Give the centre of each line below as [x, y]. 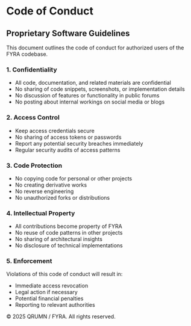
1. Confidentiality [32, 69]
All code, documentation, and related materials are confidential [93, 83]
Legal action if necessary [46, 292]
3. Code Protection [34, 165]
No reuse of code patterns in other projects [69, 233]
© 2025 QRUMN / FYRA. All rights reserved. [61, 316]
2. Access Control [33, 117]
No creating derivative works [51, 185]
